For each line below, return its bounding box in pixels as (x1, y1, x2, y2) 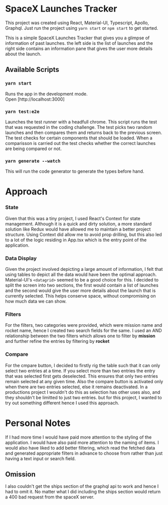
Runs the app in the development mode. (5, 91, 88, 97)
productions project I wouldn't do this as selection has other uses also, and (5, 389, 160, 395)
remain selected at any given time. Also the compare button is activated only (5, 378, 163, 384)
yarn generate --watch (5, 158, 61, 164)
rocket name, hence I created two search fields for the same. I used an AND (5, 328, 162, 334)
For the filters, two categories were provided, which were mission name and (5, 322, 162, 328)
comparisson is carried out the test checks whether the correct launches (5, 140, 156, 146)
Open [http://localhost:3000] (5, 96, 65, 102)
